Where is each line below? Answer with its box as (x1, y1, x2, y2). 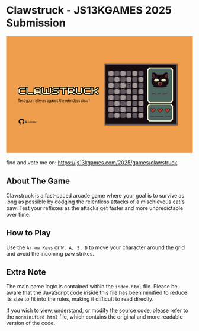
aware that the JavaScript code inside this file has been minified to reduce (6, 289, 188, 297)
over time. (6, 211, 31, 218)
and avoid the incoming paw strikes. (6, 250, 95, 257)
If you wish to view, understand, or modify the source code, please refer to (6, 307, 188, 314)
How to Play (6, 228, 52, 238)
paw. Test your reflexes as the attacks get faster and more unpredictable (6, 204, 184, 211)
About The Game (6, 176, 70, 186)
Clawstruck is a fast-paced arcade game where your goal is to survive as (6, 192, 185, 199)
